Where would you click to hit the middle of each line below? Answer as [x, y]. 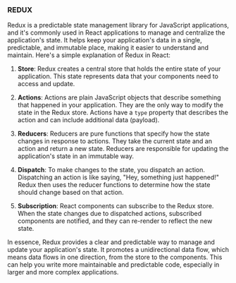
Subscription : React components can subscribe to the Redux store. [116, 206]
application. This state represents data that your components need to [118, 76]
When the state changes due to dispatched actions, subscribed [110, 214]
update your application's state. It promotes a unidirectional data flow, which [118, 250]
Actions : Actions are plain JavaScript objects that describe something [119, 97]
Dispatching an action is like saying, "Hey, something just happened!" [118, 177]
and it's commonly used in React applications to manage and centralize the [116, 32]
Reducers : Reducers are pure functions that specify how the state [113, 134]
